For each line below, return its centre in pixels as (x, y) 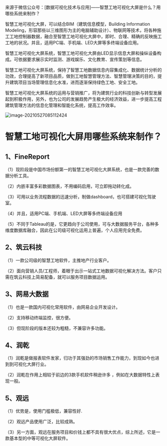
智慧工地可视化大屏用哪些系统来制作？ (84, 137)
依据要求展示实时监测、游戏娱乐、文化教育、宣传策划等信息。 (81, 59)
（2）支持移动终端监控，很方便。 (39, 318)
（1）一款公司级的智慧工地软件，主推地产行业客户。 (58, 260)
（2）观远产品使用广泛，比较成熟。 (42, 422)
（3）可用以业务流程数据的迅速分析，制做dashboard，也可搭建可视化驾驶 (81, 197)
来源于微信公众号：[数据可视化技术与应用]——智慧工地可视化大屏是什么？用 (83, 7)
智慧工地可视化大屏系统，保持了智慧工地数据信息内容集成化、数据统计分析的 (83, 70)
